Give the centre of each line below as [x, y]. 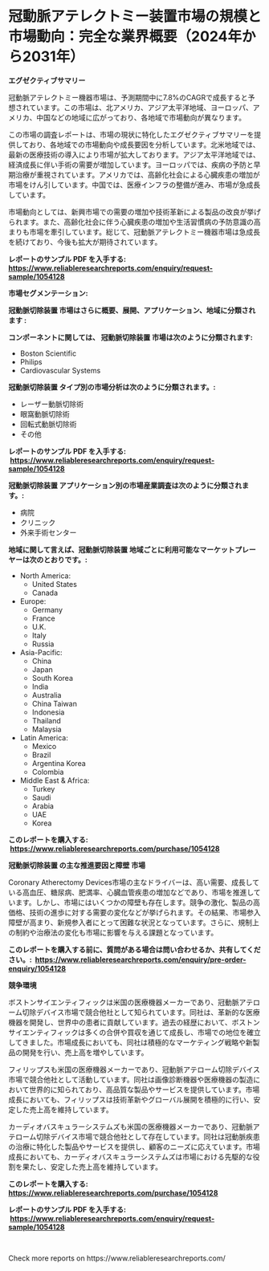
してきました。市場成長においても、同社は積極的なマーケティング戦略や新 [130, 1042]
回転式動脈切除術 [48, 424]
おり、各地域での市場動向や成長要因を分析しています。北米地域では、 [145, 145]
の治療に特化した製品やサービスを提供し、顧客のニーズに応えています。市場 [134, 1147]
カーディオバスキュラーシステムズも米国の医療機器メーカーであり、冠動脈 [130, 1126]
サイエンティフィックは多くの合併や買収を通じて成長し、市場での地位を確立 [134, 1032]
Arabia [43, 806]
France [44, 618]
